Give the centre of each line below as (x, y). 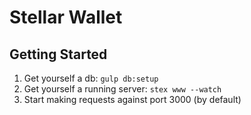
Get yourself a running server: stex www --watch (122, 89)
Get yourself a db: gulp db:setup (91, 78)
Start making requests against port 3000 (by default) (132, 99)
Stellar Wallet (66, 17)
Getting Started (58, 54)
